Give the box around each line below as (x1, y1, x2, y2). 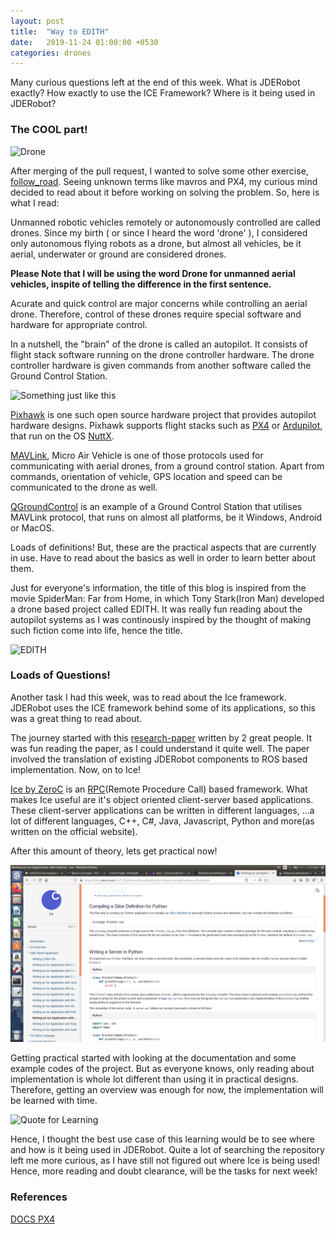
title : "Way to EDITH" (10, 26, 110, 37)
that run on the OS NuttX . (10, 430, 115, 442)
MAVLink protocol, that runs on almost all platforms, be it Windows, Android (10, 511, 322, 523)
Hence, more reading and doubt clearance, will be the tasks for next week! (10, 1165, 318, 1177)
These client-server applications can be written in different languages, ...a (10, 804, 315, 816)
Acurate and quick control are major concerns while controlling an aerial (10, 297, 308, 309)
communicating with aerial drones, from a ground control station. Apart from (10, 460, 325, 472)
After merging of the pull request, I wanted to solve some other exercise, (10, 165, 309, 177)
